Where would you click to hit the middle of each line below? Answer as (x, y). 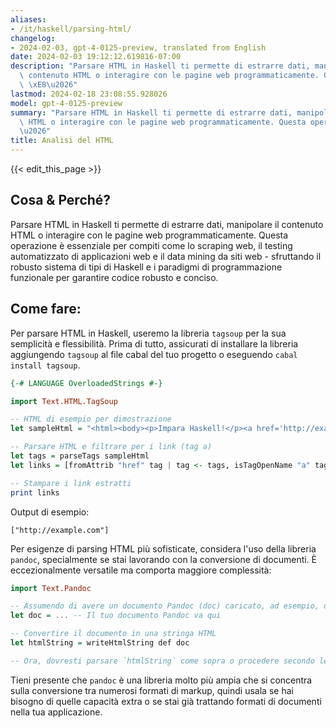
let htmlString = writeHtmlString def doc (100, 643)
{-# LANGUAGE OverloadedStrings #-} (86, 383)
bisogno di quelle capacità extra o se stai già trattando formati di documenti (166, 701)
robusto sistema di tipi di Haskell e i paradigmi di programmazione (146, 267)
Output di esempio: (50, 512)
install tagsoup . (45, 365)
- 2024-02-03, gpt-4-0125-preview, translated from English (138, 47)
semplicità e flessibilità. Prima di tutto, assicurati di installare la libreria (154, 343)
